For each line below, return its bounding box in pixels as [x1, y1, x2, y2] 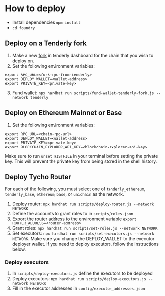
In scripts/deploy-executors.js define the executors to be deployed [12, 270, 153, 276]
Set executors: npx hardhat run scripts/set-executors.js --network [12, 230, 155, 236]
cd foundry [12, 25, 35, 30]
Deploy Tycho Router [5, 172, 72, 181]
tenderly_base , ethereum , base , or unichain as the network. [5, 191, 124, 197]
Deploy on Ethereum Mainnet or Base [5, 109, 122, 117]
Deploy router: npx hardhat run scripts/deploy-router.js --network [12, 201, 154, 207]
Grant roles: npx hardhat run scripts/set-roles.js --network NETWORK [12, 225, 158, 231]
